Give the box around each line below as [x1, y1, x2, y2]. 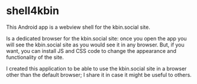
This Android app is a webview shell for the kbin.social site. [6, 23, 151, 31]
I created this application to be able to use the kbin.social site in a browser [6, 65, 187, 72]
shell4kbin [6, 4, 59, 18]
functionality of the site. [6, 53, 64, 61]
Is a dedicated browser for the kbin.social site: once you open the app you [6, 35, 188, 42]
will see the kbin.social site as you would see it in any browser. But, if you [6, 41, 185, 48]
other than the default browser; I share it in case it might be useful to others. [6, 71, 192, 78]
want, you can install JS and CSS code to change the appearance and [6, 47, 176, 54]
